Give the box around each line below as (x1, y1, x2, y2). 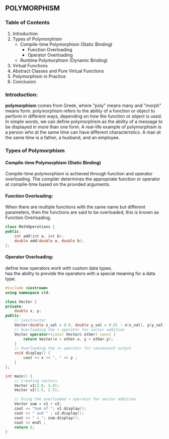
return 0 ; (14, 424, 35, 430)
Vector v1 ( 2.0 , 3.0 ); (14, 383, 59, 388)
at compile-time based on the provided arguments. (5, 181, 111, 187)
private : (5, 304, 24, 309)
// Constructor (14, 318, 46, 323)
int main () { (5, 374, 33, 379)
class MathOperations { (5, 225, 55, 230)
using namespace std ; (5, 290, 51, 295)
